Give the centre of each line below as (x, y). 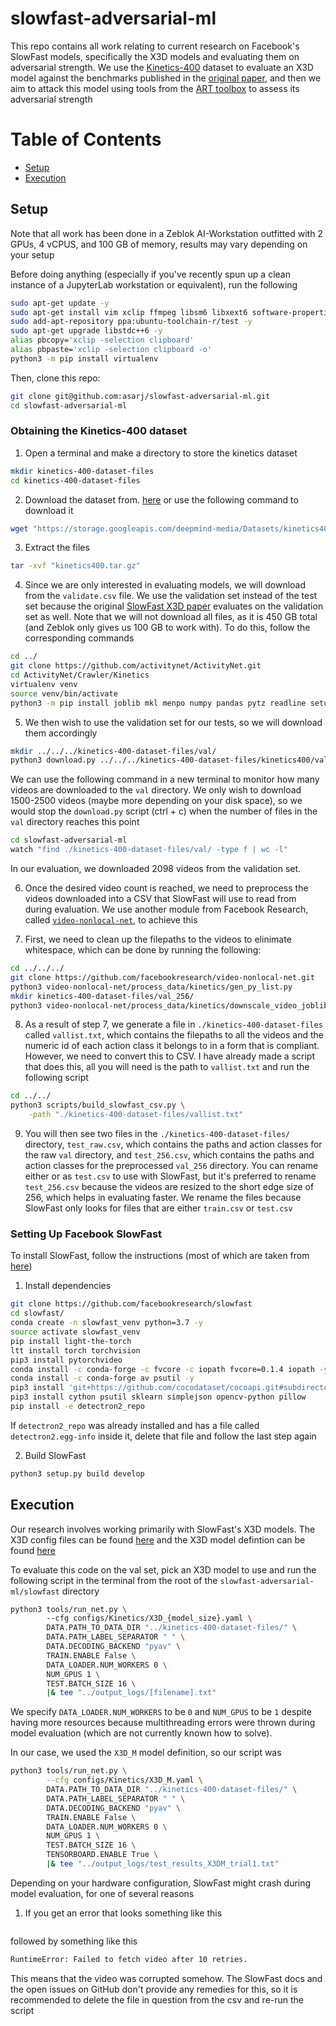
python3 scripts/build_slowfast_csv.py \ (98, 1105)
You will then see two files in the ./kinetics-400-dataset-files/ (157, 1134)
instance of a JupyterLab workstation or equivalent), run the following (154, 284)
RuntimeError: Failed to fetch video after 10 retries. (129, 1959)
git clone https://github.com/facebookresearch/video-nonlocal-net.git (162, 977)
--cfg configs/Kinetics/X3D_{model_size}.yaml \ (149, 1618)
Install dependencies (68, 1286)
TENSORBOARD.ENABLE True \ (102, 1855)
